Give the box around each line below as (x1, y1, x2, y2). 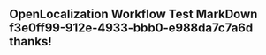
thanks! (9, 34, 53, 49)
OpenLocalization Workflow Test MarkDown (9, 7, 258, 22)
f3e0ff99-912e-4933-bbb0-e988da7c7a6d (9, 21, 254, 36)
